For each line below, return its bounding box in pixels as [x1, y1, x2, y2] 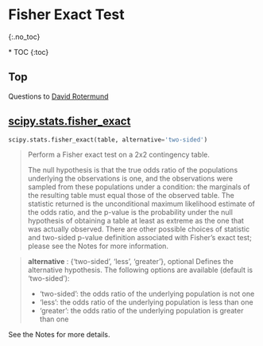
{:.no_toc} [8, 32, 41, 41]
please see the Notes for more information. [27, 241, 169, 251]
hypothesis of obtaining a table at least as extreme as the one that [27, 216, 245, 226]
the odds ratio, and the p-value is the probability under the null [27, 208, 233, 217]
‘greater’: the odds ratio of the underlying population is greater [39, 306, 244, 316]
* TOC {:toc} [8, 47, 49, 56]
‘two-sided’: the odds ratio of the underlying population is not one [39, 289, 255, 299]
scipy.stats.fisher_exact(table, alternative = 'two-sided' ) [8, 135, 208, 144]
